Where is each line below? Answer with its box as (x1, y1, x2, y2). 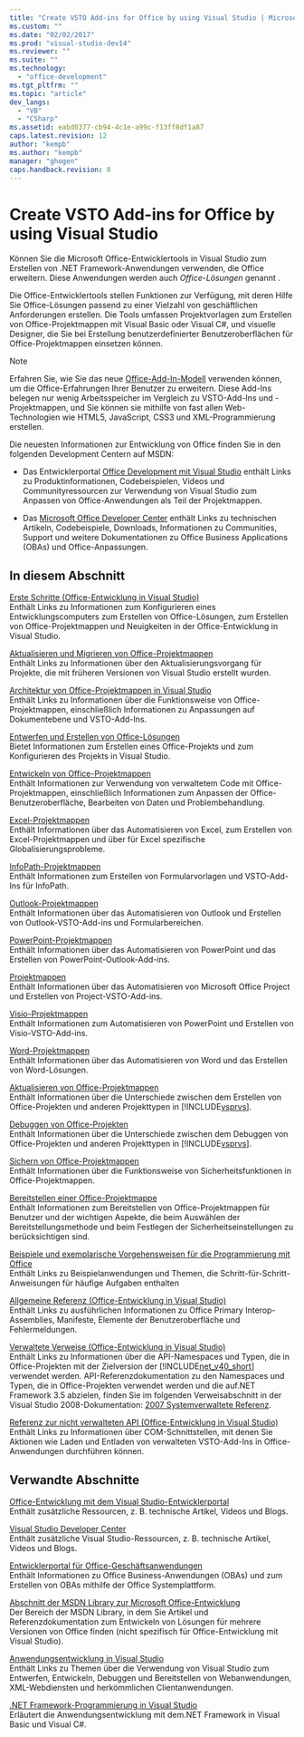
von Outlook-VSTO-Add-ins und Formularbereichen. (9, 917, 204, 928)
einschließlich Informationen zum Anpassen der (70, 788, 249, 799)
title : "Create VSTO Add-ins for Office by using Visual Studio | (9, 13, 265, 23)
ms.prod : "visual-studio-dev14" (9, 38, 131, 48)
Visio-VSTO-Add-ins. (9, 1028, 89, 1039)
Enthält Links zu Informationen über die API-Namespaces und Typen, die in (9, 1352, 290, 1363)
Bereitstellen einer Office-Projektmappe (9, 1193, 157, 1204)
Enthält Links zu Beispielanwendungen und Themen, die (9, 1268, 219, 1279)
